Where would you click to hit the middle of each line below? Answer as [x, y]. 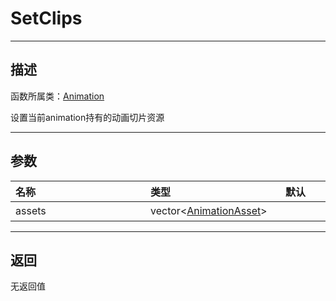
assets [31, 210]
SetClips [46, 18]
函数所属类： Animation [57, 96]
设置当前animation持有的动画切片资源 [87, 117]
